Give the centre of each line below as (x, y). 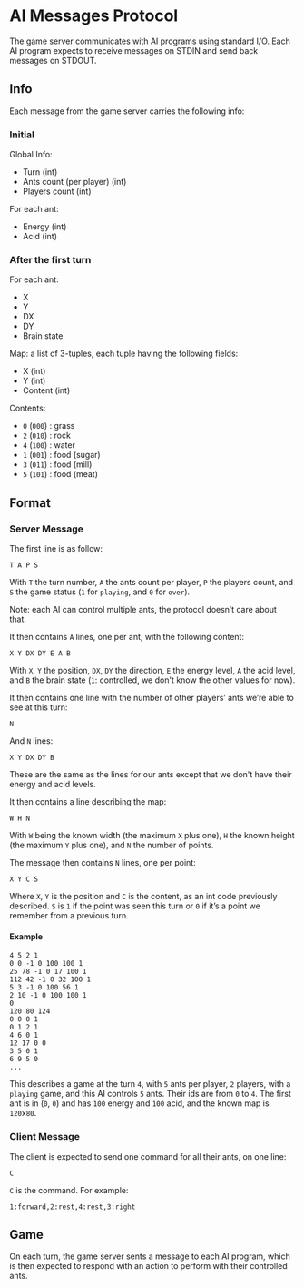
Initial (22, 135)
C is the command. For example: (69, 1190)
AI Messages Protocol (94, 16)
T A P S (24, 565)
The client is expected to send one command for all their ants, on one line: (148, 1156)
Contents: (28, 408)
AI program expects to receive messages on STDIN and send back (134, 50)
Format (30, 503)
